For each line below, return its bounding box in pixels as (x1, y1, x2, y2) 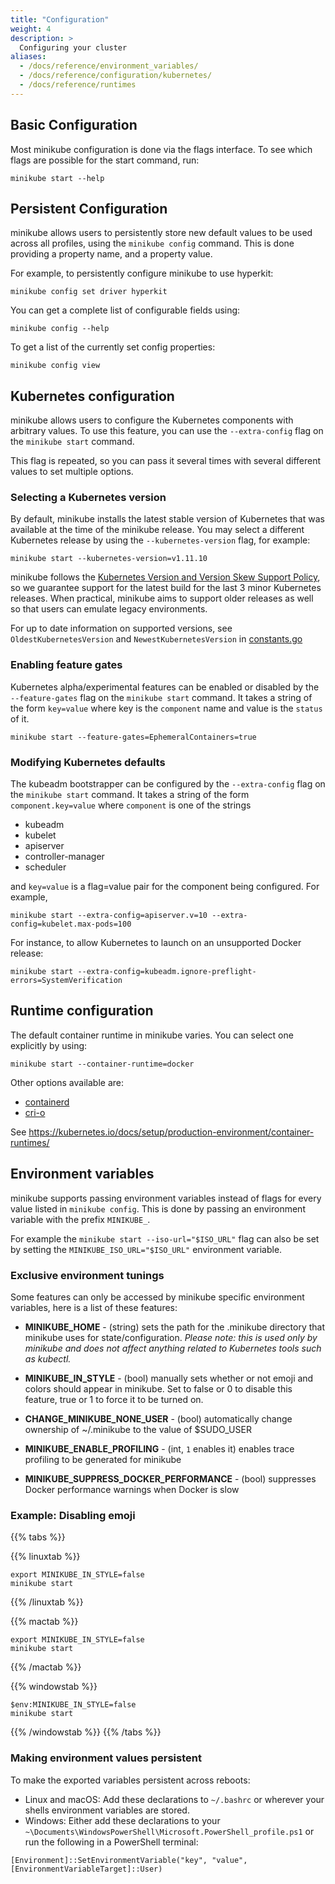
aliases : (10, 52, 47, 62)
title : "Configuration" (10, 14, 110, 25)
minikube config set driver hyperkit (10, 287, 168, 297)
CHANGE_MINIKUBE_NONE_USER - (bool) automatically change (24, 1413, 293, 1425)
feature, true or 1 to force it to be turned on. (24, 1394, 204, 1405)
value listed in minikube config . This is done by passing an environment (10, 1202, 306, 1215)
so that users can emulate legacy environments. (10, 603, 208, 615)
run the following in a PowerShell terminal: (24, 1836, 199, 1848)
